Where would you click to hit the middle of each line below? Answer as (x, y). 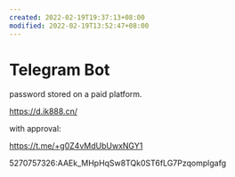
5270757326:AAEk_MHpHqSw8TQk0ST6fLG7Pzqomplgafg (118, 163)
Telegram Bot (60, 70)
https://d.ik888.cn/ (44, 111)
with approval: (35, 129)
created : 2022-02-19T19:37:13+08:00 (77, 17)
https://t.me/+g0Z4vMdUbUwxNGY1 (76, 146)
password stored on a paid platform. (76, 94)
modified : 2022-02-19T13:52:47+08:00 (79, 26)
